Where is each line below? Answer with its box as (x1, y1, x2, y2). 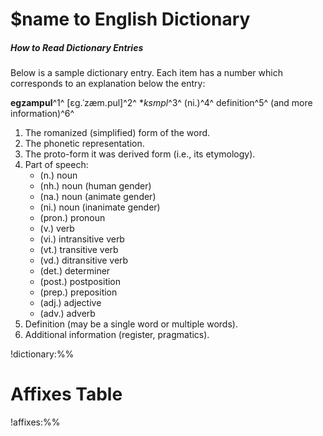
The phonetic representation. (24, 138, 145, 150)
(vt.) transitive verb (39, 244, 119, 256)
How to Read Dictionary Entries (10, 41, 144, 53)
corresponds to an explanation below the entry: (10, 78, 206, 90)
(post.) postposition (39, 276, 122, 288)
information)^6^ (10, 108, 75, 120)
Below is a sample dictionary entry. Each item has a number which (10, 67, 283, 79)
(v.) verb (39, 223, 75, 235)
